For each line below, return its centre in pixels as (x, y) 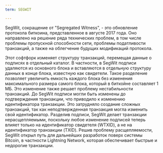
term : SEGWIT (18, 9)
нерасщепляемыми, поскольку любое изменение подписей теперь (75, 119)
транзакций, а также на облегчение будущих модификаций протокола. (79, 48)
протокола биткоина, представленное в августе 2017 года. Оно (71, 33)
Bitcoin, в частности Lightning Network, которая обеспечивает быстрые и (81, 140)
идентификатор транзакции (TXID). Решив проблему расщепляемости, (79, 130)
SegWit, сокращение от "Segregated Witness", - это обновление (71, 28)
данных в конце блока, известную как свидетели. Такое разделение (76, 73)
